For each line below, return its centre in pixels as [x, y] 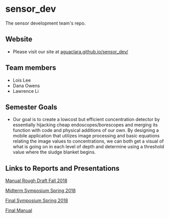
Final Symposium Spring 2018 [37, 201]
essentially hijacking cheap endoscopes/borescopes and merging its [85, 125]
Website [19, 39]
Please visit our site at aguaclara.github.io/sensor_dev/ [70, 51]
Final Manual [19, 210]
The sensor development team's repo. [46, 23]
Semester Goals [31, 107]
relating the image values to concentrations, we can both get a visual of [88, 141]
